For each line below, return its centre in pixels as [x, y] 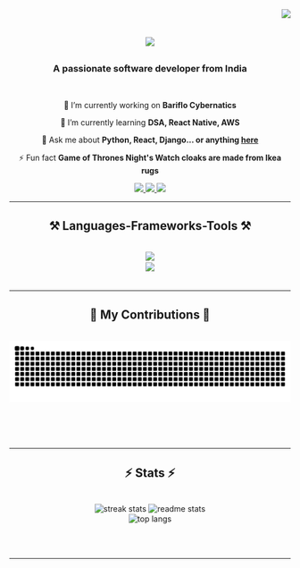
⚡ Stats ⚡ [150, 473]
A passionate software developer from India [150, 69]
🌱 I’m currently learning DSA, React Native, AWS [150, 123]
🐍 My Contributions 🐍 [150, 314]
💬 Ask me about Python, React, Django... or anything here [150, 140]
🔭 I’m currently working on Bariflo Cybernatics [150, 106]
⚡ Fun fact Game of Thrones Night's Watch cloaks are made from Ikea [150, 158]
